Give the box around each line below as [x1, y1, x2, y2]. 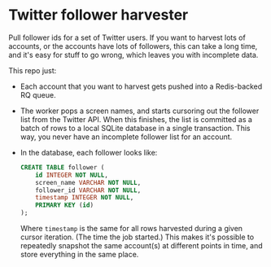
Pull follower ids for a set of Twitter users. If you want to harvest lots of [8, 33, 246, 42]
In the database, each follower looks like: [20, 147, 158, 157]
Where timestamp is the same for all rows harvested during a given [20, 224, 243, 234]
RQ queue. [20, 90, 56, 99]
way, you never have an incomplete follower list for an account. [20, 132, 233, 142]
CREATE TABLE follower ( [20, 163, 105, 172]
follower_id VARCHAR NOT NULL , [35, 186, 142, 195]
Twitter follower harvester [8, 6, 189, 24]
